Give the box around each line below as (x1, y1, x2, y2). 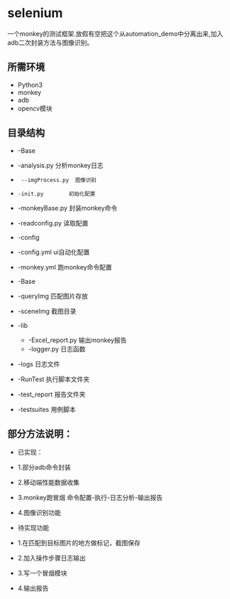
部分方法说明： (7, 428, 73, 440)
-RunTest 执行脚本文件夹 (17, 375, 90, 383)
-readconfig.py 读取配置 (17, 218, 89, 227)
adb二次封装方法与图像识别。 (7, 38, 94, 47)
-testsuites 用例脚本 (17, 405, 76, 413)
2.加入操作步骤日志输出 (17, 553, 87, 563)
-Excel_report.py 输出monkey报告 (28, 336, 127, 344)
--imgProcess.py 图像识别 (21, 176, 97, 184)
